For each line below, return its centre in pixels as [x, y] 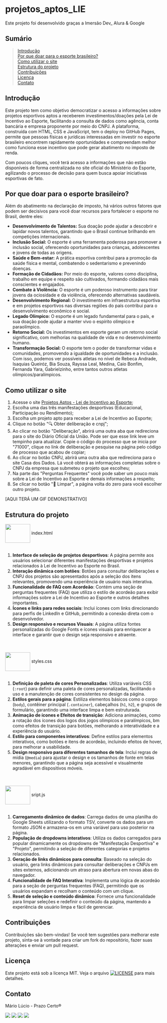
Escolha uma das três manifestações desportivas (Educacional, [78, 408]
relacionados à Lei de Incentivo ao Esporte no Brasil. [66, 566]
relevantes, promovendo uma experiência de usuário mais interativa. [83, 582]
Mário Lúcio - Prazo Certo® [33, 1006]
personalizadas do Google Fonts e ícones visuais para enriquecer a [82, 629]
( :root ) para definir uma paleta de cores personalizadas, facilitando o [84, 689]
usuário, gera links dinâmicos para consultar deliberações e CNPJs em [85, 865]
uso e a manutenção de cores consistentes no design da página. [79, 694]
